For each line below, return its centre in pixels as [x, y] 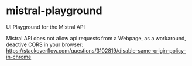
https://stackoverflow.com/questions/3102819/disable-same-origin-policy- [96, 50]
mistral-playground [54, 11]
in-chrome [19, 57]
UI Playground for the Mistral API [45, 27]
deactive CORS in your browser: [45, 44]
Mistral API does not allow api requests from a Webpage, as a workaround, [96, 38]
